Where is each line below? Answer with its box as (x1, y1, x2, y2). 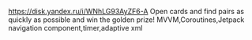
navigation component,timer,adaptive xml (8, 24, 143, 32)
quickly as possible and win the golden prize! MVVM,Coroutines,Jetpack (8, 15, 245, 24)
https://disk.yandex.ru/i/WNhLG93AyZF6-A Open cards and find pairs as (8, 7, 245, 16)
